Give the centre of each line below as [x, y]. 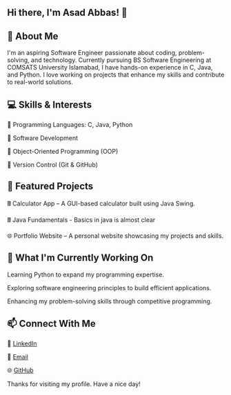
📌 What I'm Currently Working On [80, 258]
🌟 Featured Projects [50, 186]
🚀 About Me [33, 36]
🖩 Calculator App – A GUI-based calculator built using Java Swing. [101, 203]
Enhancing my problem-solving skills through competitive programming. [110, 301]
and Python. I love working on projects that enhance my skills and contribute [116, 75]
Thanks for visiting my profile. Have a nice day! [74, 384]
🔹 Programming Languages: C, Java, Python [70, 125]
